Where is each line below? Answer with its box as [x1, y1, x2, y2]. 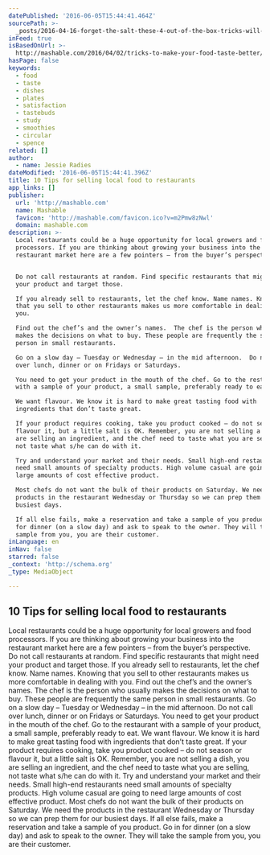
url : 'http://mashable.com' [15, 199, 110, 207]
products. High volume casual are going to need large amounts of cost [8, 788, 242, 798]
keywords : [8, 64, 42, 72]
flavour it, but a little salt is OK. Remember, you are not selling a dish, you [8, 754, 250, 764]
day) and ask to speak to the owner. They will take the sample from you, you [8, 831, 261, 841]
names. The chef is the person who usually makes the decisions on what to [8, 685, 258, 696]
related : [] [8, 146, 48, 154]
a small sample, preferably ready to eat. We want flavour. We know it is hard [8, 729, 260, 738]
